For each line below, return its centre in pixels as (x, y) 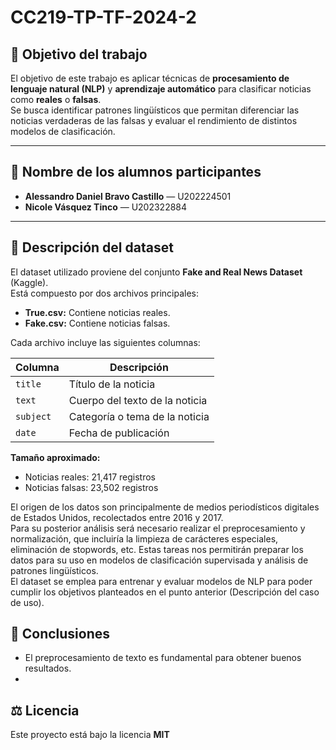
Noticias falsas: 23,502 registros (91, 487)
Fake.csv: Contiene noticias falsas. (97, 323)
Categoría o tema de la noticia (139, 416)
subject (33, 416)
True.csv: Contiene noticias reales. (97, 312)
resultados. (48, 668)
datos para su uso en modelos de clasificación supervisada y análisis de (159, 560)
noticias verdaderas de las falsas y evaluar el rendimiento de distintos (154, 120)
